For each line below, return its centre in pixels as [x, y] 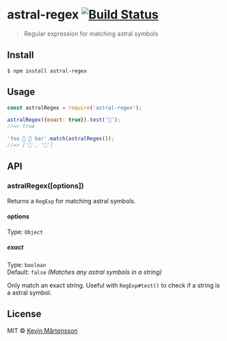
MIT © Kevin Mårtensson [42, 330]
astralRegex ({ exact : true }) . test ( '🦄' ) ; [64, 120]
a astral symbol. [30, 292]
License [24, 314]
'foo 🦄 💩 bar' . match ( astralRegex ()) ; [61, 139]
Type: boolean [27, 264]
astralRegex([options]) [45, 186]
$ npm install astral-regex [47, 71]
